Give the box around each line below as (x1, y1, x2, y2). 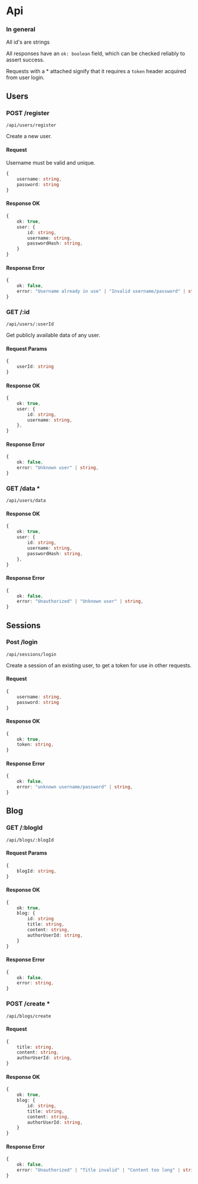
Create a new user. (6, 133, 52, 140)
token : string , (16, 742, 54, 748)
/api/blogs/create (6, 1013, 51, 1019)
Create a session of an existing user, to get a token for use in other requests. (6, 661, 192, 668)
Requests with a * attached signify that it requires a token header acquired (6, 68, 187, 75)
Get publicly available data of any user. (6, 332, 101, 339)
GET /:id (6, 308, 30, 316)
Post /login (6, 638, 38, 646)
